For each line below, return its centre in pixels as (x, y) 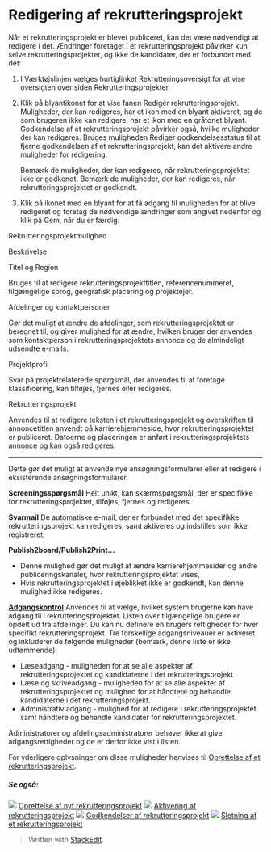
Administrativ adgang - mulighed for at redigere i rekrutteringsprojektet (138, 708)
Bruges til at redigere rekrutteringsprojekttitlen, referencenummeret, (121, 283)
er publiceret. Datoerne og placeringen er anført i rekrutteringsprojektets (129, 437)
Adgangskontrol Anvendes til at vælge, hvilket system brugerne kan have (131, 607)
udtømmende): (33, 650)
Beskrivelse (27, 251)
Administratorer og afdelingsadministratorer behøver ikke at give (116, 732)
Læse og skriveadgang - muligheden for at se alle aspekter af (123, 683)
